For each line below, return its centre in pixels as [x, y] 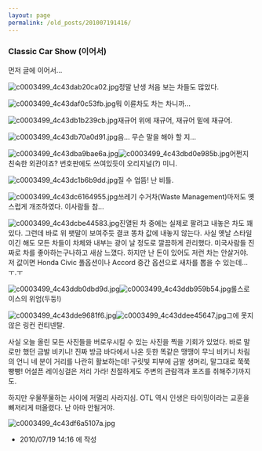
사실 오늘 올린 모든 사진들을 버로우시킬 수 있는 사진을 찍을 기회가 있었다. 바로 [125, 341]
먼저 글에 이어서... [35, 70]
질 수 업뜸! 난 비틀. [146, 180]
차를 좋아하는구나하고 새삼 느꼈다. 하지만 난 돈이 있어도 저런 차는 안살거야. [135, 253]
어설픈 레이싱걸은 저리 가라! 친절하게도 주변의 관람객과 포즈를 [118, 371]
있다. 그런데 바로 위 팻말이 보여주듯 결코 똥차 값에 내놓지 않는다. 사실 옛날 [120, 233]
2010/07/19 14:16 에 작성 [58, 439]
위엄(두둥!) [45, 298]
